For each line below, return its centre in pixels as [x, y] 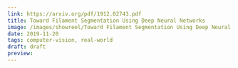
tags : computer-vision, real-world [60, 40]
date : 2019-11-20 [33, 34]
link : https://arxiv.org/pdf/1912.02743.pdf [74, 14]
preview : [20, 54]
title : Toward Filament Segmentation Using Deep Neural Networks [106, 21]
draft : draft [27, 47]
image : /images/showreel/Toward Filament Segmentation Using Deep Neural [119, 27]
